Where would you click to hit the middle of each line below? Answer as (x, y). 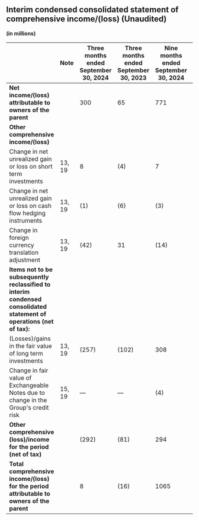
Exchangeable (29, 385)
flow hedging (28, 213)
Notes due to (27, 392)
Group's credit (29, 407)
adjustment (25, 259)
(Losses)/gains (30, 338)
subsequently (29, 277)
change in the (28, 400)
